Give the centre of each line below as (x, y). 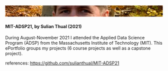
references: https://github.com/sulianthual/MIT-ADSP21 (62, 63)
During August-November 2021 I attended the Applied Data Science (75, 37)
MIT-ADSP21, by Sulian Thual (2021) (43, 26)
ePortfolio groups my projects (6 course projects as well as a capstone (78, 48)
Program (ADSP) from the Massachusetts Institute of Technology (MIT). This (84, 43)
